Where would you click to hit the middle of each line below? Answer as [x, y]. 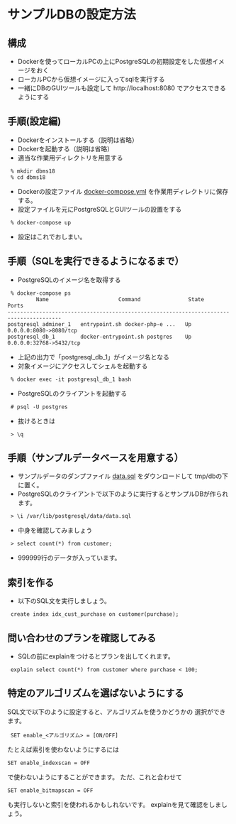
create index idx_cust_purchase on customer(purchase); [95, 614]
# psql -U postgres [39, 407]
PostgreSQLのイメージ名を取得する [69, 280]
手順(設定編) [34, 121]
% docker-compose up [41, 222]
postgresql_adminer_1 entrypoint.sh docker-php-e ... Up [100, 324]
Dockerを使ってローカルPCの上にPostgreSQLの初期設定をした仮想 [115, 61]
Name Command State [120, 299]
